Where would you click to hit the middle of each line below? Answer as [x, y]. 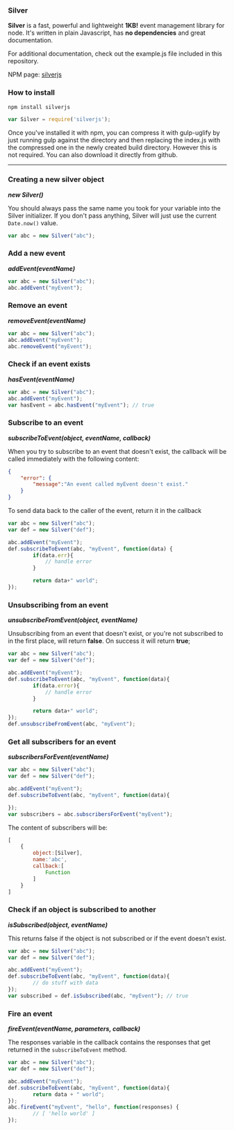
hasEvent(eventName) [41, 379]
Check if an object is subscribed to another [82, 910]
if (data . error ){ [56, 686]
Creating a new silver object [56, 179]
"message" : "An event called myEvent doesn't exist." [111, 484]
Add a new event [37, 254]
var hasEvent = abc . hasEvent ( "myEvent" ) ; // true [81, 405]
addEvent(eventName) [42, 268]
